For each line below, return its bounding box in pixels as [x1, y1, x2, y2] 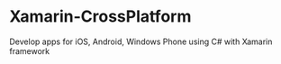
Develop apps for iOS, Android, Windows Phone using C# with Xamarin [9, 36, 273, 47]
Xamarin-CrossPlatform [9, 6, 192, 27]
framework [9, 45, 50, 56]
